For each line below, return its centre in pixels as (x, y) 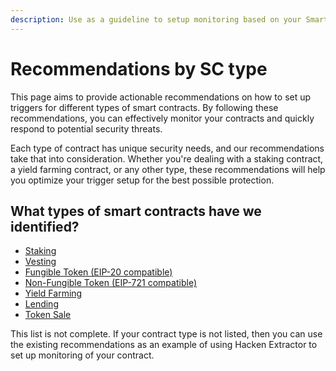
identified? (45, 226)
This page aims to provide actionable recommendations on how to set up (161, 97)
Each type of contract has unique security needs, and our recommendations (167, 148)
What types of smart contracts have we (136, 211)
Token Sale (48, 315)
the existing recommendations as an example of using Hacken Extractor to (164, 345)
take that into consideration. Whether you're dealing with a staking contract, (167, 158)
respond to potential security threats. (86, 128)
